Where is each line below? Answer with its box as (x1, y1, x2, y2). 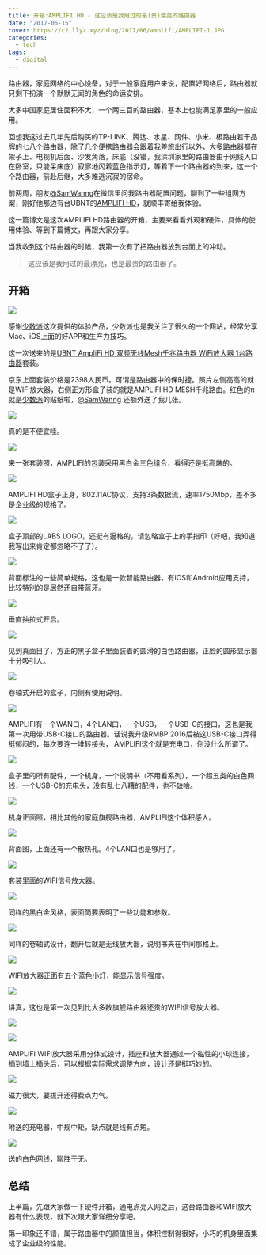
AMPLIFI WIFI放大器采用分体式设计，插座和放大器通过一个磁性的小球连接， (8, 1048, 253, 1058)
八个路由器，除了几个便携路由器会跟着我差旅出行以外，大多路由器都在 (28, 142, 258, 151)
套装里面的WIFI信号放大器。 (8, 876, 100, 885)
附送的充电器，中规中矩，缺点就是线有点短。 (8, 1122, 154, 1131)
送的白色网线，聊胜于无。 (8, 1154, 92, 1163)
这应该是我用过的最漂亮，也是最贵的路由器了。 (27, 258, 180, 268)
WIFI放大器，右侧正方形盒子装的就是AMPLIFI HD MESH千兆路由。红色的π (14, 385, 255, 394)
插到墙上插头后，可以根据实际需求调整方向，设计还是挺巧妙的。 (8, 1059, 216, 1068)
